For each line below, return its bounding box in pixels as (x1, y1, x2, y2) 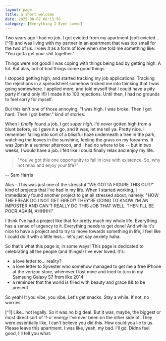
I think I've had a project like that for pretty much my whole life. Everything (5, 218, 157, 224)
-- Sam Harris (5, 172, 33, 178)
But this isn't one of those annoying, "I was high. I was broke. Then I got (5, 106, 152, 112)
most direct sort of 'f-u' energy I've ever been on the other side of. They (5, 315, 153, 321)
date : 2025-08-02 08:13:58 (5, 16, 61, 21)
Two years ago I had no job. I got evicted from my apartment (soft (5, 35, 140, 41)
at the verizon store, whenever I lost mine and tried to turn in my (12, 269, 144, 275)
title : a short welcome (5, 12, 55, 17)
